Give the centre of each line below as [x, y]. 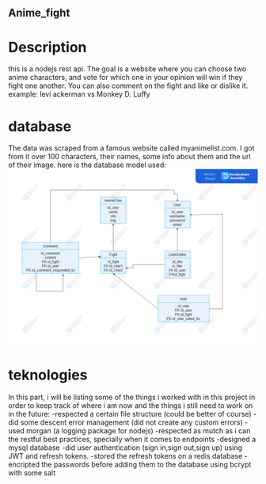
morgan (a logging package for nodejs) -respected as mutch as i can [139, 430]
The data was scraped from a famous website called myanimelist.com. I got [131, 148]
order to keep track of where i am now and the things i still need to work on [131, 405]
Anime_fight [39, 13]
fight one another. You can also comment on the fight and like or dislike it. [128, 86]
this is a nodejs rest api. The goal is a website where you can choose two [127, 69]
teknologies [48, 375]
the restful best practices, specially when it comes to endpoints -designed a [132, 439]
